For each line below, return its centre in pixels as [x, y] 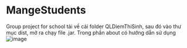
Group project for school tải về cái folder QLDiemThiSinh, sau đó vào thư [94, 26]
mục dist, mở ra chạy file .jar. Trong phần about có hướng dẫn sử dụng [91, 32]
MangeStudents [46, 10]
